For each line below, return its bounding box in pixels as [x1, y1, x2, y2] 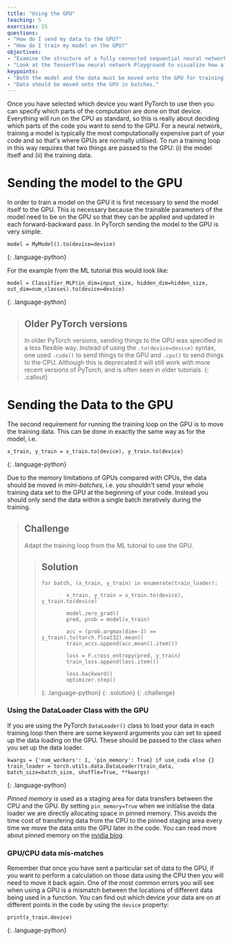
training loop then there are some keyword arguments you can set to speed [7, 728, 222, 736]
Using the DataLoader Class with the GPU [7, 705, 149, 715]
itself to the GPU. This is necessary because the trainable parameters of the [7, 205, 223, 214]
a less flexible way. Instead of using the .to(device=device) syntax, [23, 343, 216, 352]
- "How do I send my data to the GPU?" [7, 36, 122, 43]
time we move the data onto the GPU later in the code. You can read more [7, 824, 217, 832]
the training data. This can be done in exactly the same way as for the [7, 427, 206, 435]
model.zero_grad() [66, 609, 119, 617]
